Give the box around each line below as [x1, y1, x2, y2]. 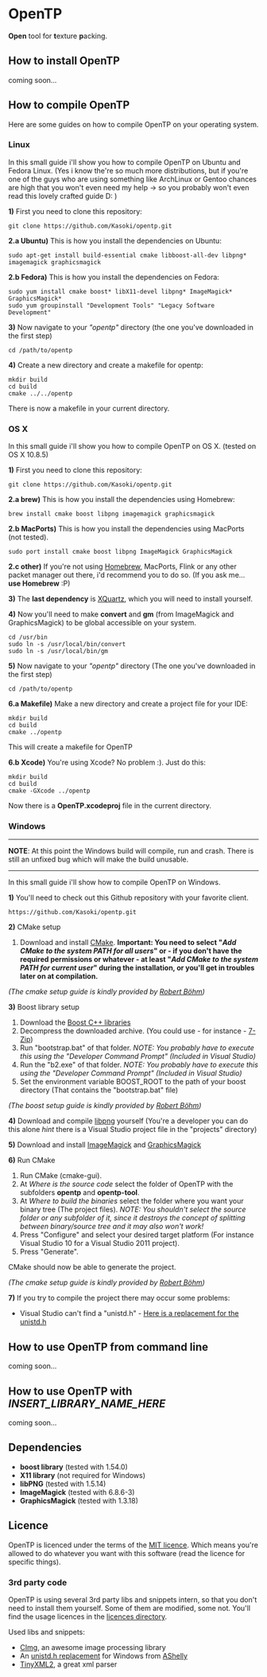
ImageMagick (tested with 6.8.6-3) [19, 1487, 135, 1496]
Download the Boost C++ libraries [19, 1017, 131, 1027]
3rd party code [8, 1577, 68, 1588]
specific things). [8, 1557, 61, 1566]
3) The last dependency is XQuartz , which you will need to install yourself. [8, 594, 253, 604]
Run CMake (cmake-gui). [19, 1171, 102, 1181]
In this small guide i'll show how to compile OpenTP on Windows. [8, 877, 221, 887]
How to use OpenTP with [8, 1384, 133, 1398]
